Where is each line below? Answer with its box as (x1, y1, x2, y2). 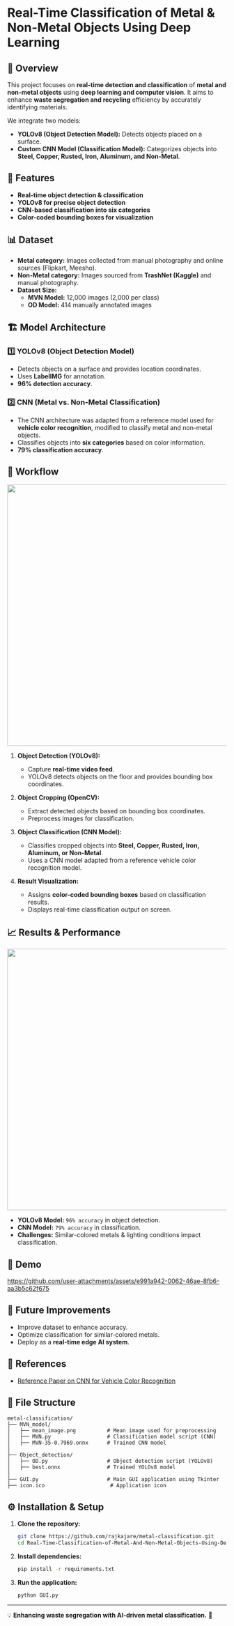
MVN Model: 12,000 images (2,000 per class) (27, 293, 160, 301)
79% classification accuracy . (17, 445, 104, 454)
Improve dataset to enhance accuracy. (17, 1323, 128, 1331)
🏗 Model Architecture (7, 322, 107, 334)
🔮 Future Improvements (7, 1305, 111, 1317)
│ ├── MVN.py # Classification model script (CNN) (7, 1434, 217, 1441)
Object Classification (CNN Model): (17, 828, 122, 836)
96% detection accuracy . (17, 380, 93, 388)
